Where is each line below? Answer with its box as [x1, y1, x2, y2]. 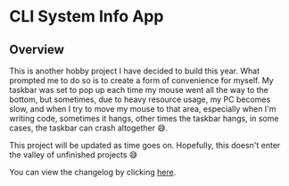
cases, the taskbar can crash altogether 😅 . [9, 123, 169, 133]
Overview [9, 42, 65, 57]
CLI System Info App [9, 6, 164, 27]
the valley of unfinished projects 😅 [9, 149, 138, 160]
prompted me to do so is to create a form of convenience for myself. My [9, 75, 274, 86]
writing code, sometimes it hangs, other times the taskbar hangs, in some [9, 114, 279, 123]
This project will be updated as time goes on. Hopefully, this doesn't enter [9, 140, 281, 150]
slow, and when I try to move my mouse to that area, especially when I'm [9, 104, 277, 114]
